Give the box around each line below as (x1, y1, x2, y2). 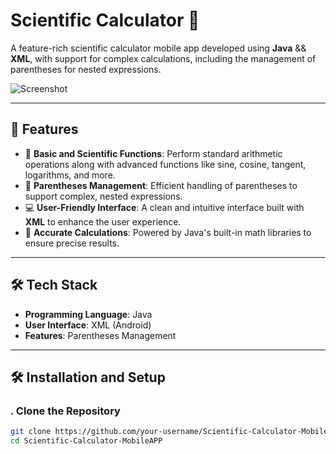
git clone (10, 427, 52, 437)
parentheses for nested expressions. (10, 63, 162, 75)
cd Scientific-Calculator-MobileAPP (10, 436, 163, 446)
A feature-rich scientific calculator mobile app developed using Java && (10, 42, 307, 54)
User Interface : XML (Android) (24, 319, 152, 331)
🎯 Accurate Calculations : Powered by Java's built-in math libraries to (24, 226, 312, 238)
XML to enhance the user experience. (24, 215, 182, 228)
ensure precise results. (24, 237, 120, 249)
